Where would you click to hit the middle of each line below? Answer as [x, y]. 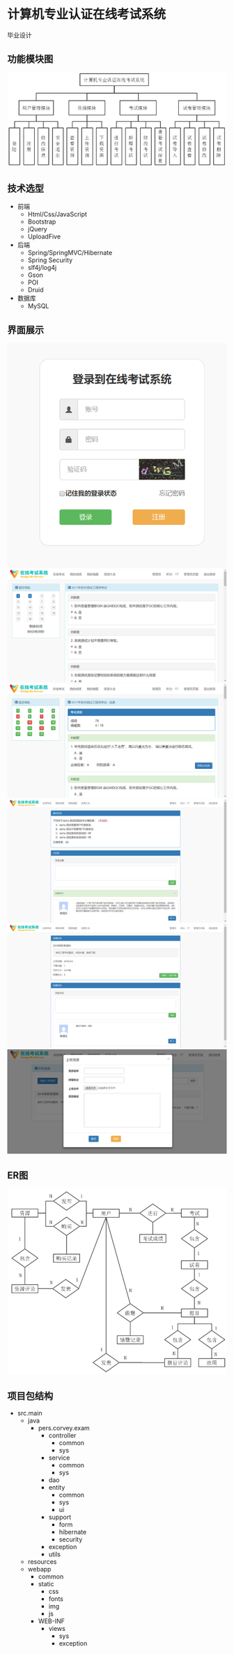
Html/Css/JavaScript [57, 215]
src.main [30, 1413]
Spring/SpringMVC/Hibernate [70, 253]
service [59, 1458]
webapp [39, 1569]
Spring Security [50, 260]
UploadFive [44, 237]
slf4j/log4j [42, 268]
